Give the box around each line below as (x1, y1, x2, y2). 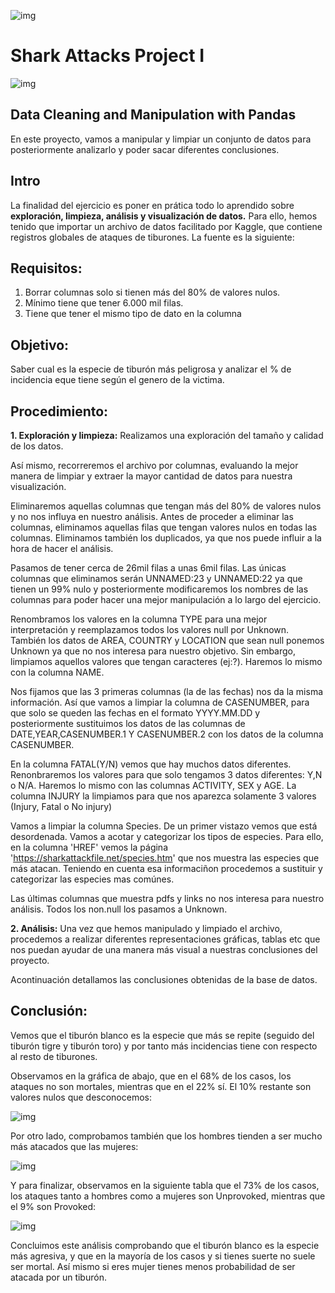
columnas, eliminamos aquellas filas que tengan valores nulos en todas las (10, 521, 318, 533)
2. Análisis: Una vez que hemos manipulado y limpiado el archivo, (10, 923, 283, 934)
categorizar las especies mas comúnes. (10, 873, 175, 885)
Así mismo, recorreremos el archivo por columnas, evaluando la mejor (10, 460, 299, 471)
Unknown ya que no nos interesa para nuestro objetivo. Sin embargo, (10, 645, 297, 657)
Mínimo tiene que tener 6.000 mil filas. (24, 297, 184, 309)
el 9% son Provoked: (10, 1200, 97, 1212)
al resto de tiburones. (10, 1050, 98, 1062)
